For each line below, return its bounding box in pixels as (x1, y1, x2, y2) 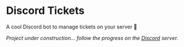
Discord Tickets (6, 4, 85, 17)
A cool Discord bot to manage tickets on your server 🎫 (6, 23, 138, 30)
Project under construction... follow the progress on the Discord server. (6, 34, 178, 41)
